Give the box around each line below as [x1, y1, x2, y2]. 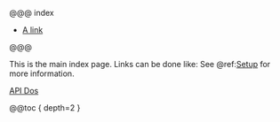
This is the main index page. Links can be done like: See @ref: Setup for [9, 59, 271, 69]
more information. [9, 68, 75, 79]
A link [21, 25, 44, 34]
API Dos [9, 86, 39, 95]
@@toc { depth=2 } [9, 103, 81, 113]
